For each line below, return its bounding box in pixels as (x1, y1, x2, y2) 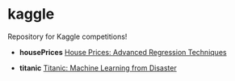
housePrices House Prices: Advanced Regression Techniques (19, 47, 227, 57)
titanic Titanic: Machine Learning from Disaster (19, 62, 177, 73)
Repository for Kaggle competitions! (7, 32, 128, 41)
